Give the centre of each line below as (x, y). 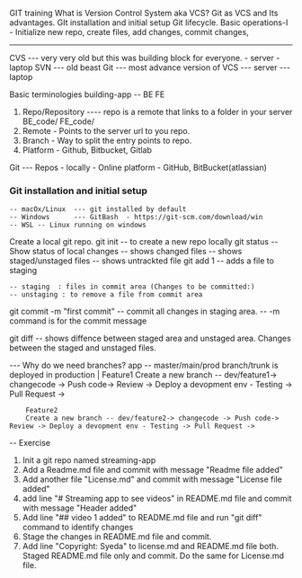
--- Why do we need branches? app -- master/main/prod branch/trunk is (144, 365)
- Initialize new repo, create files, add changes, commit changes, (129, 32)
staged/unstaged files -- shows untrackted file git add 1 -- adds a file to (142, 261)
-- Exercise (30, 443)
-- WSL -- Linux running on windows (78, 225)
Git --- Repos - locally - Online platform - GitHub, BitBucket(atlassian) (138, 167)
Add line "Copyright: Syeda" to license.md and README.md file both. (150, 547)
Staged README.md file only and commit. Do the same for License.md (153, 556)
